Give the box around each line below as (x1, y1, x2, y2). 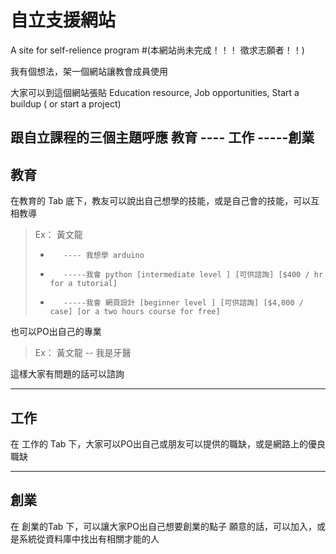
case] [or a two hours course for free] (49, 307, 221, 317)
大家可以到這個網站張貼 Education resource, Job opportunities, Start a (10, 86, 300, 98)
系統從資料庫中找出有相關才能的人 (18, 532, 160, 545)
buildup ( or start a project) (10, 97, 122, 110)
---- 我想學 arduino (63, 251, 145, 261)
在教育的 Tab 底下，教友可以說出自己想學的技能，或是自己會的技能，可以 (10, 195, 312, 207)
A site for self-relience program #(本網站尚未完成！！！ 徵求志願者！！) (10, 44, 305, 56)
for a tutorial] (49, 279, 118, 289)
